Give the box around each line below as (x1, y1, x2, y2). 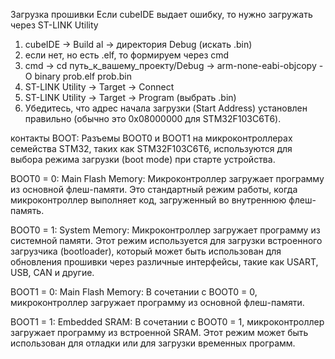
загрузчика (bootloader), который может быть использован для (10, 245, 282, 257)
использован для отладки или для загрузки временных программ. (10, 337, 296, 349)
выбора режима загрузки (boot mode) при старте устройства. (10, 154, 276, 165)
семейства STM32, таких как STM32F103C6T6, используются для (10, 143, 293, 154)
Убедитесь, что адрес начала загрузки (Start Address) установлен (24, 102, 308, 114)
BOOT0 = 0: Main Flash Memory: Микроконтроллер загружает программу (10, 173, 325, 184)
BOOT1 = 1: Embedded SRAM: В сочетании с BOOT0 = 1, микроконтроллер (10, 316, 325, 328)
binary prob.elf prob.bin (34, 70, 132, 82)
